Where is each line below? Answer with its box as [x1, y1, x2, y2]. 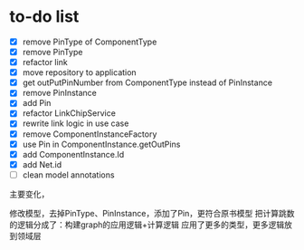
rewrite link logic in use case [22, 118, 129, 129]
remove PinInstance [22, 88, 98, 99]
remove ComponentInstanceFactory [22, 129, 157, 139]
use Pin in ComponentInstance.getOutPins [22, 139, 181, 149]
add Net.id [22, 159, 62, 169]
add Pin [22, 98, 52, 109]
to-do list [9, 6, 80, 27]
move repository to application [22, 67, 138, 78]
